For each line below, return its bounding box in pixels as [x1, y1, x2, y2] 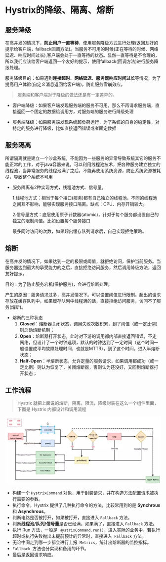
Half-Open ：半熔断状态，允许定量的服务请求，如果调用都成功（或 [19, 358, 155, 364]
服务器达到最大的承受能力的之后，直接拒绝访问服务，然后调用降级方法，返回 [5, 264, 161, 270]
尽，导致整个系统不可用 [5, 174, 53, 180]
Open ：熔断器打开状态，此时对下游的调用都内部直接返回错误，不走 [19, 333, 157, 339]
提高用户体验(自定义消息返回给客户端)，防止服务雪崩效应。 [5, 81, 125, 87]
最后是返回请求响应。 [12, 552, 56, 558]
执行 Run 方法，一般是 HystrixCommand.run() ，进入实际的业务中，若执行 [12, 527, 161, 533]
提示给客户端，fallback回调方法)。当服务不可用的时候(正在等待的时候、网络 [5, 46, 159, 52]
